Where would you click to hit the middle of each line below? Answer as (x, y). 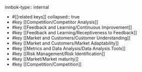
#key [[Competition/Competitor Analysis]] (55, 22)
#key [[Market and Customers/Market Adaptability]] (65, 43)
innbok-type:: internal (27, 7)
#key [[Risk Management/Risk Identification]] (58, 54)
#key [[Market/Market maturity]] (45, 59)
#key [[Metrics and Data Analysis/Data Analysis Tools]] (69, 48)
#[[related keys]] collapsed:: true (46, 17)
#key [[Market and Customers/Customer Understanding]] (71, 38)
